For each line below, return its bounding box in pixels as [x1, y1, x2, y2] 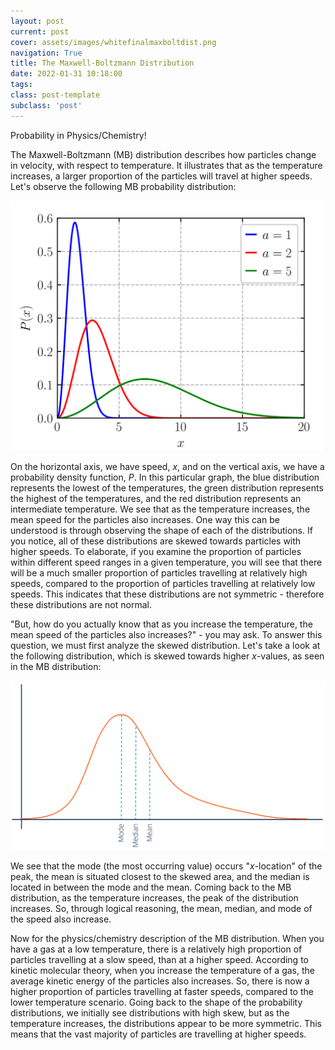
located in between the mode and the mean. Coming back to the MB [10, 881, 292, 893]
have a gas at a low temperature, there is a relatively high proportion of [10, 943, 303, 955]
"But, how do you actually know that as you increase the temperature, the [10, 618, 313, 630]
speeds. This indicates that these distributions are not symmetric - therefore [10, 588, 325, 600]
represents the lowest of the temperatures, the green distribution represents [10, 481, 324, 494]
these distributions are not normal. [10, 598, 152, 610]
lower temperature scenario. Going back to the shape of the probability [10, 996, 303, 1008]
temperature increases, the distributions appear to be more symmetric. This [10, 1017, 323, 1029]
